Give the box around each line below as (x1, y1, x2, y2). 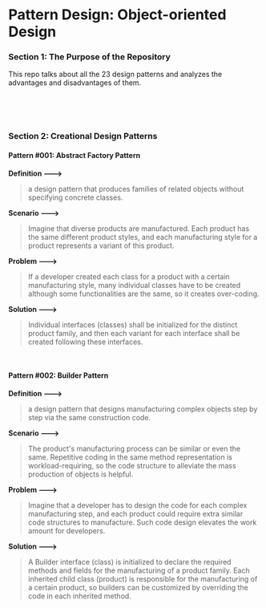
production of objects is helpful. (27, 469, 134, 479)
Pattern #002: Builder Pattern (8, 371, 109, 380)
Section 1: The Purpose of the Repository (8, 51, 171, 63)
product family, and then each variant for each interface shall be (27, 328, 240, 338)
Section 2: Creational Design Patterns (8, 131, 158, 142)
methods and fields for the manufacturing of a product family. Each (27, 565, 250, 575)
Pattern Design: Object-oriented (8, 6, 227, 24)
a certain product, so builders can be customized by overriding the (27, 582, 248, 592)
